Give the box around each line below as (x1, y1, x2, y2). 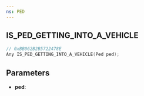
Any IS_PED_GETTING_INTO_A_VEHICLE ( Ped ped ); (6, 51, 119, 58)
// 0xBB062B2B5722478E (6, 46, 62, 52)
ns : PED (6, 8, 25, 15)
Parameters (6, 68, 50, 78)
